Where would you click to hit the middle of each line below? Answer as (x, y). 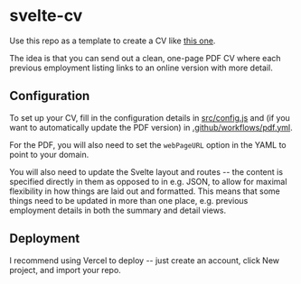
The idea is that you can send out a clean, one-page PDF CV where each (146, 58)
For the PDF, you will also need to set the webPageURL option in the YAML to (148, 144)
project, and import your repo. (66, 270)
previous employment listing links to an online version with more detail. (141, 68)
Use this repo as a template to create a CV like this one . (113, 41)
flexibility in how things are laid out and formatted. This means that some (145, 191)
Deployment (45, 238)
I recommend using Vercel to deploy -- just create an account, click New (145, 260)
